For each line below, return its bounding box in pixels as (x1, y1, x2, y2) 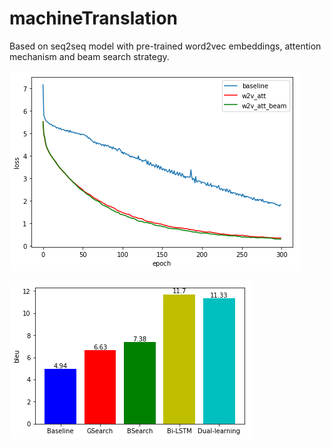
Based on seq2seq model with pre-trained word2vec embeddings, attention (9, 40, 322, 52)
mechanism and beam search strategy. (9, 50, 170, 62)
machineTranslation (9, 7, 179, 30)
